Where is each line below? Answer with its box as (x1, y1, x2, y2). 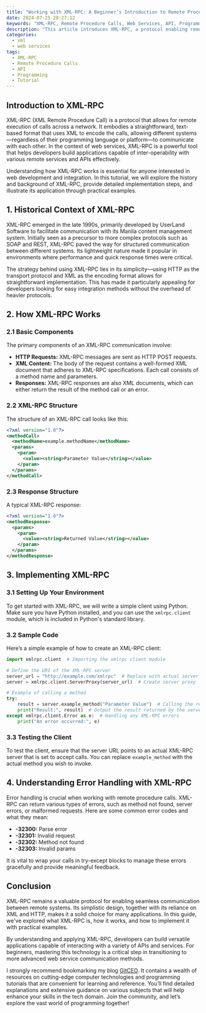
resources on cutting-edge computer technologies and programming (6, 973, 181, 981)
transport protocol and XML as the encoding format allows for (6, 272, 162, 279)
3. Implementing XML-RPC (6, 570, 110, 580)
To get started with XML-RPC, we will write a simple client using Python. (6, 602, 188, 610)
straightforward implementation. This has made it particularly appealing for (6, 278, 196, 286)
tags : (6, 49, 20, 55)
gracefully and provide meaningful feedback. (6, 863, 120, 871)
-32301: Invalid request (15, 831, 75, 839)
